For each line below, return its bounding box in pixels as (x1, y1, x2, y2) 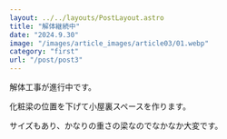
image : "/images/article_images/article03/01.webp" (9, 38, 209, 48)
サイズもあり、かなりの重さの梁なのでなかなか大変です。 (9, 120, 223, 131)
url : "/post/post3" (9, 55, 84, 65)
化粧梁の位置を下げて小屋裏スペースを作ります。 (9, 101, 191, 112)
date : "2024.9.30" (9, 30, 79, 39)
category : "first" (9, 47, 79, 56)
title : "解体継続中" (9, 22, 80, 31)
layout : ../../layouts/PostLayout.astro (9, 13, 165, 23)
